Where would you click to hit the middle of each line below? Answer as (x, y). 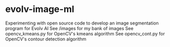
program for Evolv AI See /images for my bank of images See (69, 28)
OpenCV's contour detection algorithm (46, 39)
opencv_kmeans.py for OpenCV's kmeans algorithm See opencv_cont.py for (85, 33)
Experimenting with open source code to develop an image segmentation (82, 23)
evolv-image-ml (40, 9)
